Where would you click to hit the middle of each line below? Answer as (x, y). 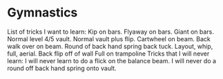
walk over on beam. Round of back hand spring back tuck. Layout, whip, (110, 46)
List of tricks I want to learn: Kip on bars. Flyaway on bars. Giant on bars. (110, 32)
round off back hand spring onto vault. (62, 68)
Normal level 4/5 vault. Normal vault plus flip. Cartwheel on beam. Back (109, 38)
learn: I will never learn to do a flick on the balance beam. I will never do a (111, 60)
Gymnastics (42, 13)
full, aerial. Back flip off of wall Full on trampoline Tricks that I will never (108, 54)
